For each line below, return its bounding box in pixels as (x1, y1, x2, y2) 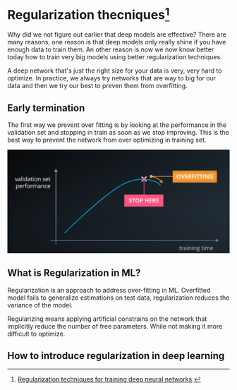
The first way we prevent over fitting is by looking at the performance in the (7, 121, 227, 129)
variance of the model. (7, 300, 73, 309)
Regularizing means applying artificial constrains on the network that (7, 315, 207, 323)
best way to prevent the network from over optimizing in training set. (7, 135, 207, 145)
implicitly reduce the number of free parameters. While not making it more (7, 322, 223, 330)
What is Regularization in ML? (7, 267, 141, 279)
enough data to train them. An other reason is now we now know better (7, 45, 214, 54)
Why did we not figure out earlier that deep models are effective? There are (7, 30, 227, 39)
